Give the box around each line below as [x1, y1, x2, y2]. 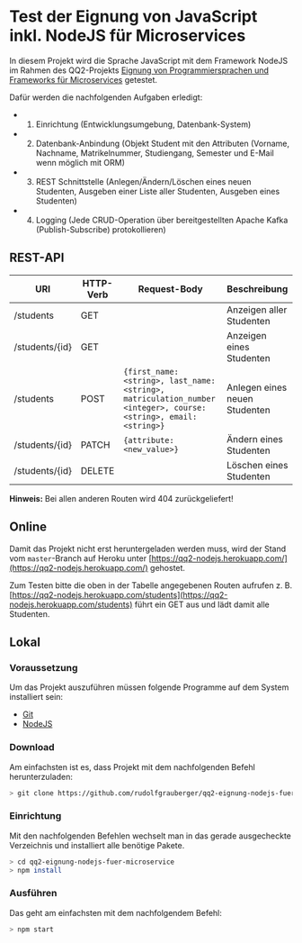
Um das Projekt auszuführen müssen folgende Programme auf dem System [9, 682, 289, 693]
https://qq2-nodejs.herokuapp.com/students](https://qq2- [12, 589, 228, 600]
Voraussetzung [9, 661, 78, 674]
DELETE [80, 464, 115, 476]
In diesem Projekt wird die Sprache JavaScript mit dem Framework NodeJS [9, 55, 289, 66]
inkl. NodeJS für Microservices [9, 25, 246, 46]
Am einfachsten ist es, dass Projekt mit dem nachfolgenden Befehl [9, 761, 256, 772]
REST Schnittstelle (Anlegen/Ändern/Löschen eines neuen [35, 176, 252, 186]
